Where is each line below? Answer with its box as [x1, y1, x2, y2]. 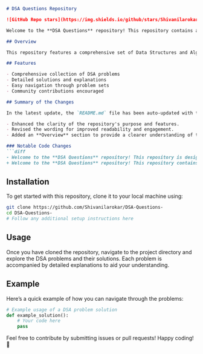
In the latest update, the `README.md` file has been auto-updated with [6, 110, 193, 116]
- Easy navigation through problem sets [6, 82, 110, 88]
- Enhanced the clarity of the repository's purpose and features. [6, 121, 180, 127]
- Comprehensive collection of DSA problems [6, 71, 120, 77]
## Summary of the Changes [6, 99, 74, 105]
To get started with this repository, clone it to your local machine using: [6, 192, 183, 200]
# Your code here [17, 318, 61, 324]
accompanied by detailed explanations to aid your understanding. [6, 261, 170, 269]
